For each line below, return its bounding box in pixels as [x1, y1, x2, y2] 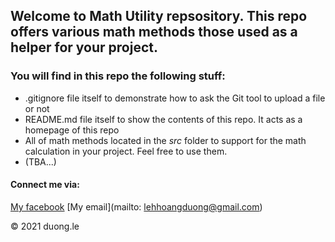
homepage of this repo [24, 124, 120, 136]
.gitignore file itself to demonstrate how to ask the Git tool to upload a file [24, 92, 326, 104]
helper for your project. [10, 39, 159, 56]
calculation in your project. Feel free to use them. [24, 145, 228, 157]
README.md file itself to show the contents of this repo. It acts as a [24, 113, 303, 125]
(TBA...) [24, 155, 57, 168]
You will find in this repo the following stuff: [10, 69, 226, 83]
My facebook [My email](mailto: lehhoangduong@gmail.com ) [10, 200, 263, 213]
